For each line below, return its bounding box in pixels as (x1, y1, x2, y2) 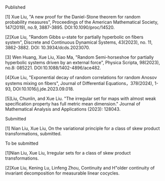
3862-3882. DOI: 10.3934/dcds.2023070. (5, 45, 90, 50)
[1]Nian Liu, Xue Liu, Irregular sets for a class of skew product (5, 150, 131, 156)
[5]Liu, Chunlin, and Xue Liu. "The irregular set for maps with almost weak (5, 95, 156, 101)
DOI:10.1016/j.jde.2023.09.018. (12, 86, 74, 91)
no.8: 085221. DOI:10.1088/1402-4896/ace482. (5, 65, 102, 71)
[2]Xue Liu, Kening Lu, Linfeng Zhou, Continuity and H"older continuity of (5, 165, 155, 171)
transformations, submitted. (5, 131, 62, 136)
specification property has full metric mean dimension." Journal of (5, 101, 141, 106)
